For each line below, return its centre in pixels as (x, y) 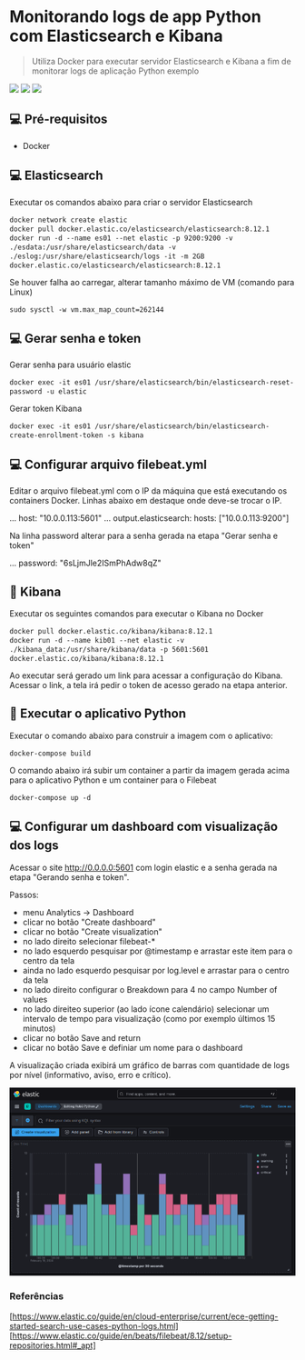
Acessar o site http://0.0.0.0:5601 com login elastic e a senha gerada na (143, 867)
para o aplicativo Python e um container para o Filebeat (113, 780)
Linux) (21, 292)
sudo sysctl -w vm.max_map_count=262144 (87, 310)
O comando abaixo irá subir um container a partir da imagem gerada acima (150, 770)
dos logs (34, 846)
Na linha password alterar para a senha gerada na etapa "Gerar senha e (144, 536)
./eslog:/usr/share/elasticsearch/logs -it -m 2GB (107, 256)
